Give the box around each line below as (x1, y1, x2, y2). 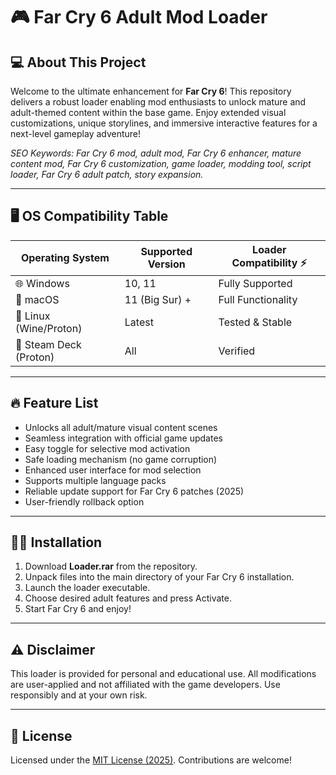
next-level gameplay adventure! (10, 128, 142, 139)
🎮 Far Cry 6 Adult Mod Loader (10, 6, 268, 29)
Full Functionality (218, 292, 298, 306)
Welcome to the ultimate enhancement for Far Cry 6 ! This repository (10, 85, 292, 97)
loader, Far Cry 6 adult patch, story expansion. (10, 169, 204, 180)
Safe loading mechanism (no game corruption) (24, 453, 218, 465)
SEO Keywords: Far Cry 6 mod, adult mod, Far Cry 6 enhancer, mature (10, 147, 302, 159)
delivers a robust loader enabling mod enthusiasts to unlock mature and (10, 96, 307, 108)
